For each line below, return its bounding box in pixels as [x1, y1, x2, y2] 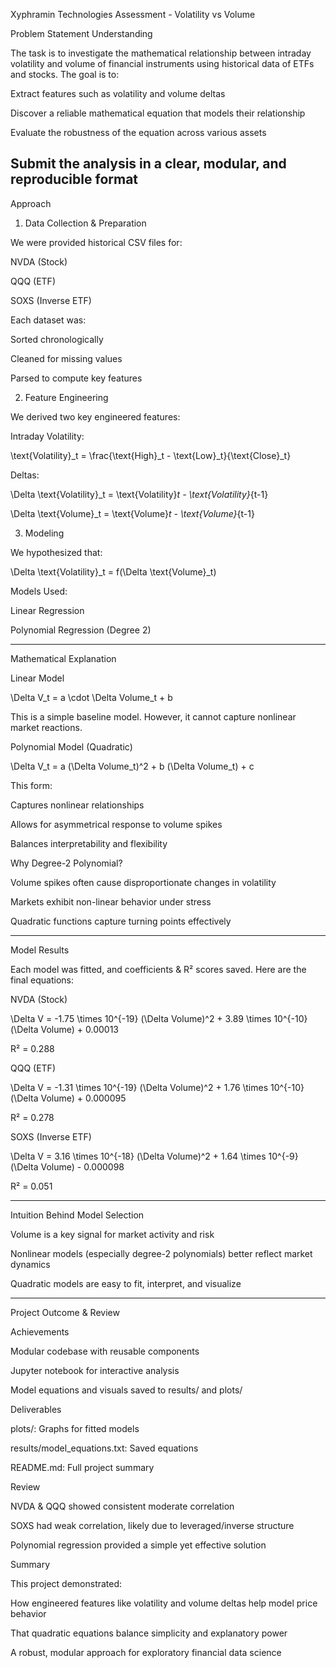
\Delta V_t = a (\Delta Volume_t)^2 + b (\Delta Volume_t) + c [10, 760, 255, 772]
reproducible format [10, 171, 139, 188]
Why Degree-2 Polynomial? [10, 857, 123, 869]
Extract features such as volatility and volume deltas [10, 88, 226, 99]
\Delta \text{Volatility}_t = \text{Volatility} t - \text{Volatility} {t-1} [10, 488, 269, 500]
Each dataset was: [10, 314, 87, 326]
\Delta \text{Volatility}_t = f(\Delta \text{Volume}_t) [10, 565, 217, 578]
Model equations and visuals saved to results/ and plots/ [10, 1384, 243, 1396]
